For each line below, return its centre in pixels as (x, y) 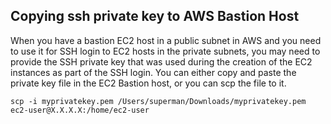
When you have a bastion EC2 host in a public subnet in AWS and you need (166, 40)
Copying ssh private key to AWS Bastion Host (155, 16)
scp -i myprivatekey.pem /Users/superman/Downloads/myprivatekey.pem (158, 101)
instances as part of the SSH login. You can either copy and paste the (153, 72)
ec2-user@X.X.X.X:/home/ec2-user (80, 110)
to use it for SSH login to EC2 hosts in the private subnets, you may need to (165, 51)
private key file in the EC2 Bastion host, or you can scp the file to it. (148, 83)
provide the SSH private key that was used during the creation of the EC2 (161, 61)
